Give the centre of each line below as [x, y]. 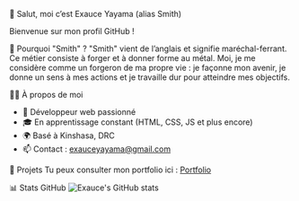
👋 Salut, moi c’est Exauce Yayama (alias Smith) [96, 14]
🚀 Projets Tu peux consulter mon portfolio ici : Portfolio [110, 170]
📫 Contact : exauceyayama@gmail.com [97, 149]
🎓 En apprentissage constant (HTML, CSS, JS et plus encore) [137, 122]
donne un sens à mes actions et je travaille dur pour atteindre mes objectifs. [149, 77]
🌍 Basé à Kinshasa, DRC [68, 135]
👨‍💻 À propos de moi [46, 95]
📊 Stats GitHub [38, 188]
